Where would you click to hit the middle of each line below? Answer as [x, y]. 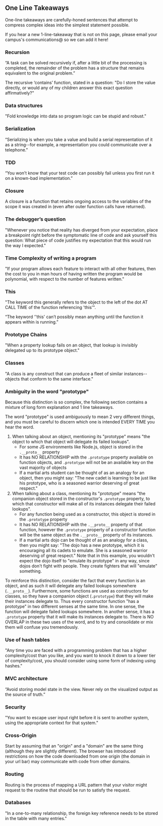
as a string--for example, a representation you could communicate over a [78, 144]
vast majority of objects [43, 468]
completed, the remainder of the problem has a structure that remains [75, 68]
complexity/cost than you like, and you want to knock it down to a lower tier [81, 655]
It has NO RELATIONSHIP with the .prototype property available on [86, 457]
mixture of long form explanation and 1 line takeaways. [59, 407]
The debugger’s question [35, 219]
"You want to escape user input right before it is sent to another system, [77, 717]
